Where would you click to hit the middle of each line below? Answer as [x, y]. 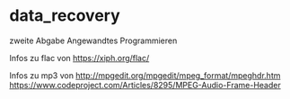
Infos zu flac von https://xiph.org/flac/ [79, 58]
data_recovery [65, 16]
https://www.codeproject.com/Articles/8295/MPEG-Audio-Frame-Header [145, 85]
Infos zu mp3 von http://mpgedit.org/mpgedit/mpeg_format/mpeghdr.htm [145, 75]
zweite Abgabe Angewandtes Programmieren [93, 40]
